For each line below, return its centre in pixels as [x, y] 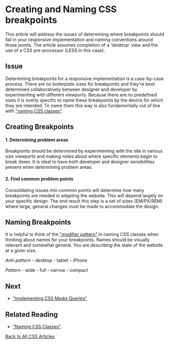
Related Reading [32, 314]
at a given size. [21, 251]
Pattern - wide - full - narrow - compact [47, 270]
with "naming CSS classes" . [34, 111]
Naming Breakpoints [38, 222]
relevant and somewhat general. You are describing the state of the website [84, 245]
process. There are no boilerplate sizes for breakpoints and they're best [80, 84]
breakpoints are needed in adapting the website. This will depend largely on [84, 195]
